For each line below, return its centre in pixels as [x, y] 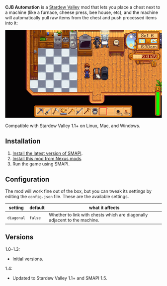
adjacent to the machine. [74, 220]
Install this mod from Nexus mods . [47, 158]
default [37, 208]
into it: [12, 23]
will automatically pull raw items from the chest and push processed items [81, 18]
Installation [23, 141]
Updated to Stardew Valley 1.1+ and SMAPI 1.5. [60, 278]
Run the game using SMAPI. [41, 164]
